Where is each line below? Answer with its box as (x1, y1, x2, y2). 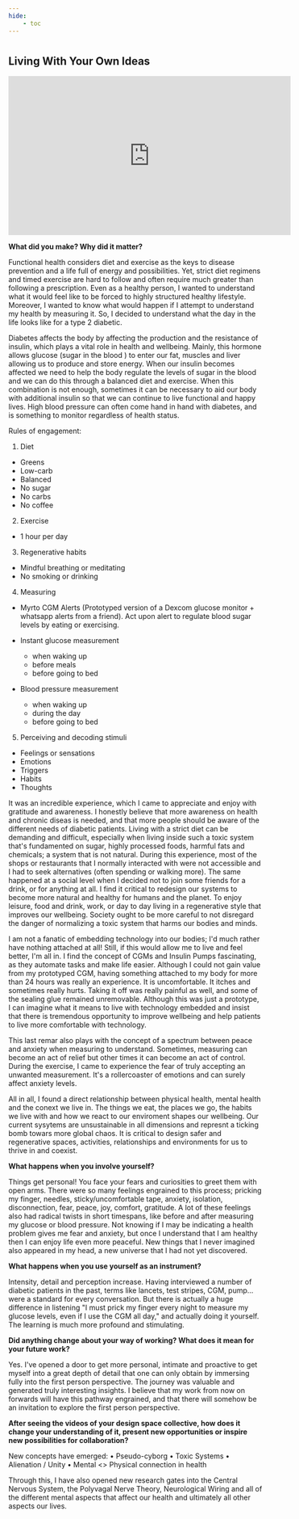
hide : (8, 11, 27, 20)
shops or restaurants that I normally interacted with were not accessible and (8, 858, 261, 869)
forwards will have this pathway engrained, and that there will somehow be (8, 1395, 257, 1404)
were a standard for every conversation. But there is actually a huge (8, 1294, 234, 1304)
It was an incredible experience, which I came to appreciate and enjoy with (8, 798, 256, 808)
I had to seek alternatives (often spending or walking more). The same (8, 867, 242, 877)
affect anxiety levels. (8, 1079, 77, 1088)
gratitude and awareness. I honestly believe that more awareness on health (8, 807, 258, 817)
